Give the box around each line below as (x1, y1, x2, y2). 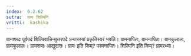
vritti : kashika (6, 19, 49, 25)
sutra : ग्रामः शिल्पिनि (6, 14, 49, 20)
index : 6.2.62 (6, 8, 44, 15)
